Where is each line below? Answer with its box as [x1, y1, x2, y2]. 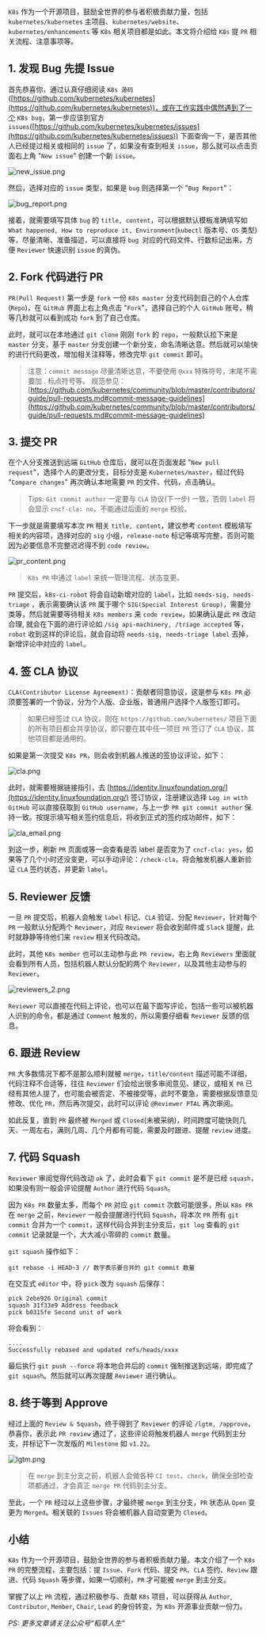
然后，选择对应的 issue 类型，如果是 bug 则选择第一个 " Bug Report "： [8, 183, 234, 192]
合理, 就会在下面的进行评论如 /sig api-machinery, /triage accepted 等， [8, 619, 248, 629]
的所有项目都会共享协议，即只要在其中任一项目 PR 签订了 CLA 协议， [27, 724, 248, 734]
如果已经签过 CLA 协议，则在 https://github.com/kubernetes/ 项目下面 [27, 714, 257, 723]
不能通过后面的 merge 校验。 [100, 504, 192, 513]
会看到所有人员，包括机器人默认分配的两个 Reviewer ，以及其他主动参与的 [8, 959, 247, 969]
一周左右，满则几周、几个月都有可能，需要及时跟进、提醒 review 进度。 [21, 1125, 256, 1134]
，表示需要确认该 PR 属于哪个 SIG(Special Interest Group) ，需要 [31, 600, 245, 609]
